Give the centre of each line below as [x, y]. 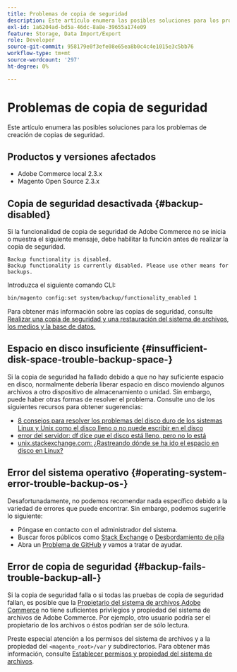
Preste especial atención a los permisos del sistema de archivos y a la [109, 638]
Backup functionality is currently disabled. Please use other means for [118, 266]
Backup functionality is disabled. [60, 260]
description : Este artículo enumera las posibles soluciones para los [113, 20]
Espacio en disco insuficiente [73, 349]
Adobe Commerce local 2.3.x [60, 174]
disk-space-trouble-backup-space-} [90, 360]
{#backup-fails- [170, 567]
